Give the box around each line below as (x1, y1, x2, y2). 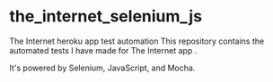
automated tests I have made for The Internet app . (9, 45, 198, 55)
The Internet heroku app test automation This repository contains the (9, 36, 265, 46)
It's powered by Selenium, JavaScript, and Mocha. (9, 62, 196, 73)
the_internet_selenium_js (9, 6, 203, 27)
